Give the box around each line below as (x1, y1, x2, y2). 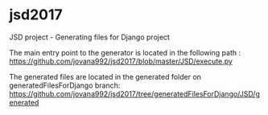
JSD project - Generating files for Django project (9, 32, 170, 42)
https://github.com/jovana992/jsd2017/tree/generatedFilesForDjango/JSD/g (9, 88, 261, 98)
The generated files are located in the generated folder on (9, 72, 202, 81)
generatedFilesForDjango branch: (9, 80, 121, 90)
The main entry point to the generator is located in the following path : (9, 47, 241, 57)
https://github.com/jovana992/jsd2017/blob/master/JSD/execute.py (9, 56, 233, 66)
